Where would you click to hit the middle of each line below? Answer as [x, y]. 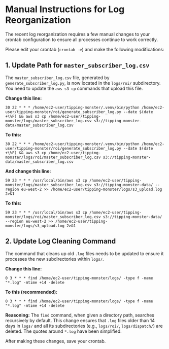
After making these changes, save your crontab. [56, 341]
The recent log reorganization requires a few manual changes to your [78, 34]
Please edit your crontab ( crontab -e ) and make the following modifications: [85, 49]
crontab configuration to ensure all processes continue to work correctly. [82, 40]
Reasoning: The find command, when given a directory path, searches [80, 315]
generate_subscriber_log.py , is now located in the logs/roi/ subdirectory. [83, 83]
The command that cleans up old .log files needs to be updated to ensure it [84, 253]
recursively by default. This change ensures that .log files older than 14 [80, 320]
